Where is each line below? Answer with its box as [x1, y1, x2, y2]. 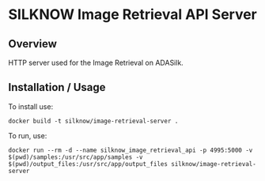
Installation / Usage [8, 81, 106, 94]
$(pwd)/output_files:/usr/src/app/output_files [8, 160, 168, 168]
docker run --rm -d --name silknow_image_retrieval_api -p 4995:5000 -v [8, 146, 253, 154]
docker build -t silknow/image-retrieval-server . [8, 117, 179, 125]
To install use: [8, 101, 54, 111]
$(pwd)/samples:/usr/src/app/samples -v [8, 153, 144, 161]
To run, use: [8, 130, 47, 140]
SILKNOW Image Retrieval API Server [8, 6, 257, 24]
